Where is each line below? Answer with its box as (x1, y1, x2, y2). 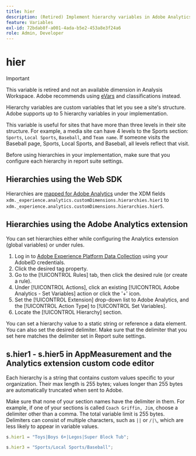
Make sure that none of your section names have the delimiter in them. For (6, 397, 185, 404)
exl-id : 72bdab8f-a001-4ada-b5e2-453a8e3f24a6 (6, 25, 121, 31)
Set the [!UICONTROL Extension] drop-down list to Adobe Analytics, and (14, 296, 190, 303)
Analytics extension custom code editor (6, 358, 155, 369)
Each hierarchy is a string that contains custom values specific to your (6, 374, 175, 381)
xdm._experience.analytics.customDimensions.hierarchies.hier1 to (6, 196, 169, 203)
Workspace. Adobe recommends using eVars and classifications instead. (6, 92, 182, 100)
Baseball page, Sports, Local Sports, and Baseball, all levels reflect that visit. (6, 140, 190, 147)
